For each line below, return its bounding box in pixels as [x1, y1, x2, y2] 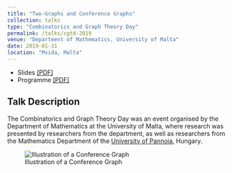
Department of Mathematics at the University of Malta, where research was [7, 121, 224, 130]
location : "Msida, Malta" [7, 50, 82, 57]
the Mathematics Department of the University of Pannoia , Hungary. [7, 137, 203, 145]
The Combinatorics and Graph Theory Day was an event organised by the [7, 114, 219, 123]
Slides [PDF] [17, 68, 54, 77]
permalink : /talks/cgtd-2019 [7, 29, 92, 37]
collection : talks [7, 17, 61, 24]
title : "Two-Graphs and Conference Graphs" [7, 10, 136, 17]
